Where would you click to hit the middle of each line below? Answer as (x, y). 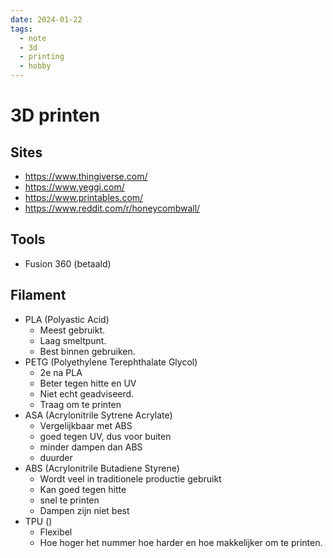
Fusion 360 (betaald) (68, 263)
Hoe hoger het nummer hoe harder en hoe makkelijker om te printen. (181, 542)
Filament (38, 295)
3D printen (55, 115)
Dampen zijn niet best (84, 510)
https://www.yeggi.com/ (74, 187)
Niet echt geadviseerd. (87, 393)
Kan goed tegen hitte (83, 489)
